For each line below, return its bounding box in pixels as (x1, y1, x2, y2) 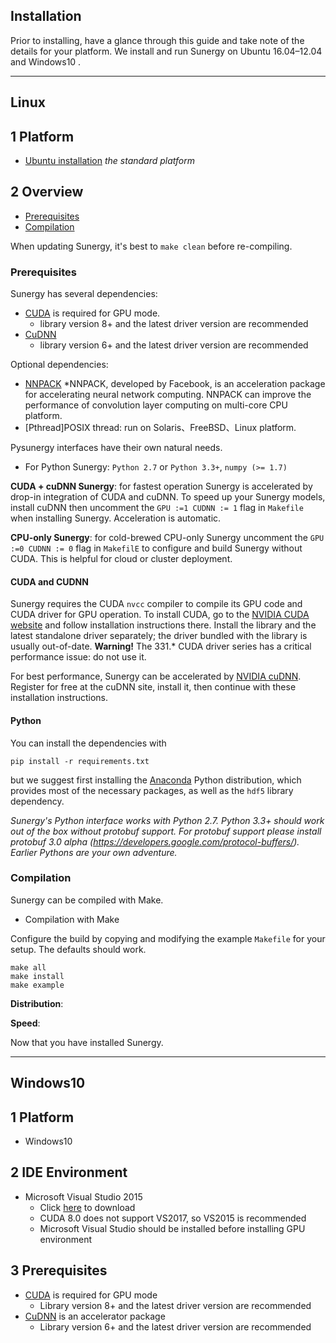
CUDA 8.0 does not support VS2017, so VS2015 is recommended (39, 1212, 307, 1224)
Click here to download (39, 1201, 136, 1213)
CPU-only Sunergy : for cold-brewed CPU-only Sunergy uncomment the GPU (10, 532, 325, 544)
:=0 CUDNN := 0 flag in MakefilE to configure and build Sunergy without (10, 542, 303, 554)
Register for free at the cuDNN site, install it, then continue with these (10, 681, 297, 693)
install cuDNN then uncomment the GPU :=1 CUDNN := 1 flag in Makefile (10, 502, 304, 514)
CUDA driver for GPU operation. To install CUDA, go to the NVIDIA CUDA (10, 609, 310, 621)
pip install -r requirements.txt (10, 756, 150, 766)
